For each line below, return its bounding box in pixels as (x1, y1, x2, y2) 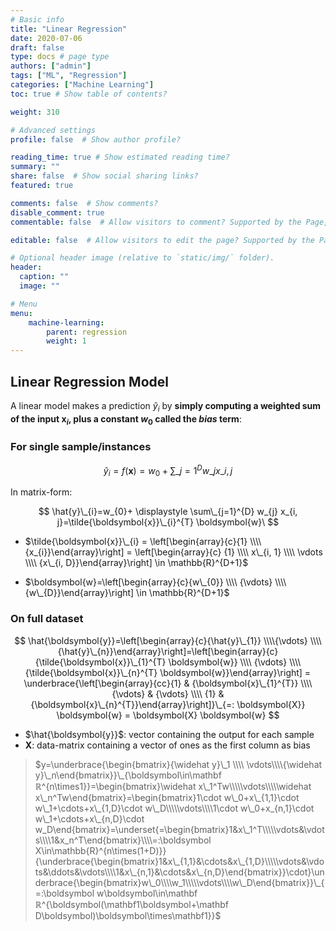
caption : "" (19, 272, 70, 282)
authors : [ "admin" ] (10, 61, 92, 71)
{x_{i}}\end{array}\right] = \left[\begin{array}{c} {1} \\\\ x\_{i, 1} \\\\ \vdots (24, 546, 323, 558)
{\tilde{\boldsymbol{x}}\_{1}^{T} (34, 656, 167, 668)
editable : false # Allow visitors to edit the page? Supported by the (10, 235, 315, 245)
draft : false (10, 42, 65, 53)
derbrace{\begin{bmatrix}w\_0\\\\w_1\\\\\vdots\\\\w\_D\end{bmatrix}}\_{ (34, 876, 325, 888)
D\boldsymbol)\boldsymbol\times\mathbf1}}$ (34, 909, 222, 921)
